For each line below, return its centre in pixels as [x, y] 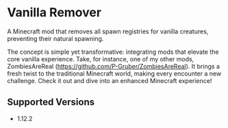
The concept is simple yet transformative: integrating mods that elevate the [113, 52]
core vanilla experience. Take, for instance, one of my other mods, [101, 59]
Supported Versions [51, 102]
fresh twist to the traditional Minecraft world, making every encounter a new [114, 74]
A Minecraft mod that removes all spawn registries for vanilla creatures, [108, 31]
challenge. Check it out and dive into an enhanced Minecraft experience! [110, 80]
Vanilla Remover [54, 13]
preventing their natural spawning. [55, 38]
